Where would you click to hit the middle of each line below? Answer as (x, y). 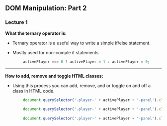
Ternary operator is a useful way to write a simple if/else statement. (81, 43)
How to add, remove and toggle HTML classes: (54, 76)
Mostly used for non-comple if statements (55, 52)
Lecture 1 (16, 22)
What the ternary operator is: (36, 33)
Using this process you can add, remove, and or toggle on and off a (81, 85)
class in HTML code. (33, 91)
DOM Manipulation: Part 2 (46, 8)
